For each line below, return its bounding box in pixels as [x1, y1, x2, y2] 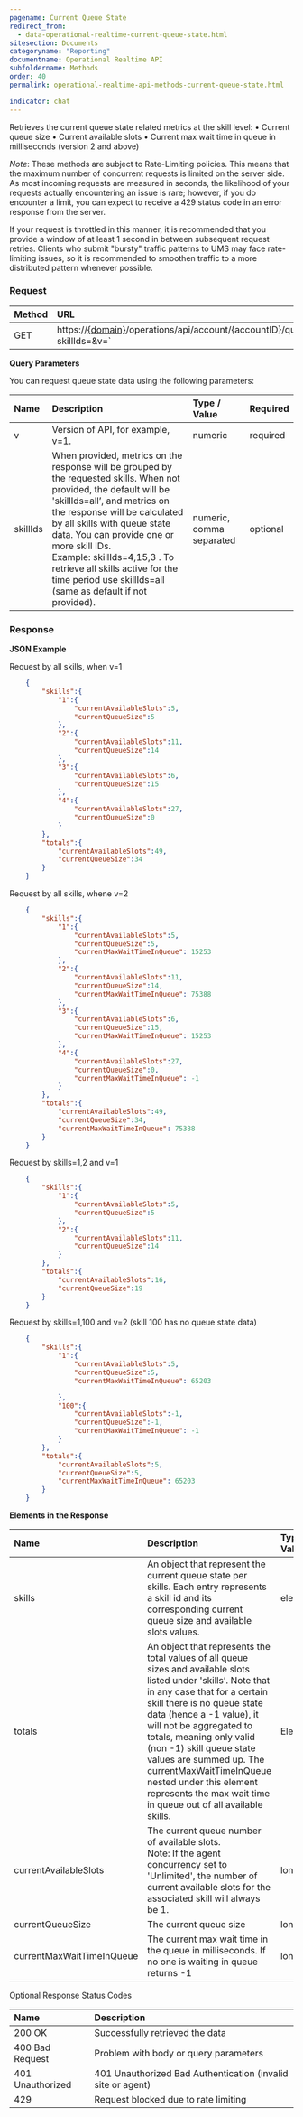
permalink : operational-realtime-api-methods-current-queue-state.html [9, 80, 284, 89]
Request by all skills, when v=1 [9, 661, 123, 672]
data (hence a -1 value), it [147, 1709, 259, 1721]
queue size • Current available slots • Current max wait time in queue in [9, 131, 277, 142]
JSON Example [9, 643, 67, 655]
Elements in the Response [9, 1510, 109, 1521]
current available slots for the [147, 1881, 271, 1894]
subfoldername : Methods [9, 64, 99, 73]
